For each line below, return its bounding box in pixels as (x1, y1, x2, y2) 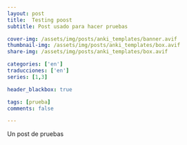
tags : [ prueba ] (7, 98, 51, 106)
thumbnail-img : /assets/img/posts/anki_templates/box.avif (7, 42, 181, 49)
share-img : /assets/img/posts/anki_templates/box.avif (7, 48, 168, 55)
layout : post (7, 10, 45, 17)
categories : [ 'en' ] (7, 61, 63, 68)
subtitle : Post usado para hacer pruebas (7, 23, 128, 30)
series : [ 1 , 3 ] (7, 73, 48, 80)
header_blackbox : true (7, 86, 72, 93)
